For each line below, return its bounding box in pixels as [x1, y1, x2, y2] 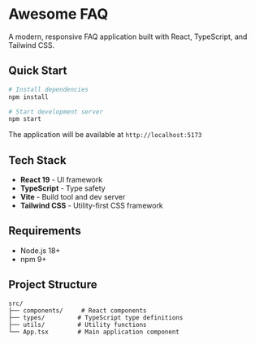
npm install [8, 92, 49, 101]
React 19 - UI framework [19, 175, 103, 185]
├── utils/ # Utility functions [8, 320, 148, 329]
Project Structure [8, 277, 97, 292]
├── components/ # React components [8, 306, 148, 315]
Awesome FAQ [8, 5, 109, 24]
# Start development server [8, 107, 104, 116]
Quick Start [8, 64, 67, 78]
